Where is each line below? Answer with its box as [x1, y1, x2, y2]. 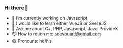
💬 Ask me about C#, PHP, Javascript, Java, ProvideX [11, 26, 118, 32]
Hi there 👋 [4, 4, 29, 11]
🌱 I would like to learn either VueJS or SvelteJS [11, 20, 107, 26]
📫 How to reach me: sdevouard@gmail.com [11, 31, 101, 37]
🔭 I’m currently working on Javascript [11, 16, 88, 21]
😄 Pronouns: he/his [11, 38, 52, 44]
